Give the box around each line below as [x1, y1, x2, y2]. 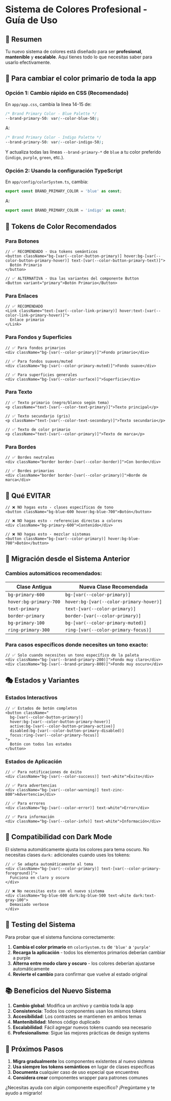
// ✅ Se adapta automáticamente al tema [5, 861, 93, 866]
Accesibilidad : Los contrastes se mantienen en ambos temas [12, 1013, 142, 1020]
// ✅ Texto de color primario [5, 427, 70, 432]
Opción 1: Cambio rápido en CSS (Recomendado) [5, 90, 129, 97]
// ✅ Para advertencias [5, 782, 57, 788]
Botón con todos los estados [10, 742, 72, 747]
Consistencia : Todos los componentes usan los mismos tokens [12, 1008, 146, 1014]
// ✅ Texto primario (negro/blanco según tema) [5, 400, 110, 405]
